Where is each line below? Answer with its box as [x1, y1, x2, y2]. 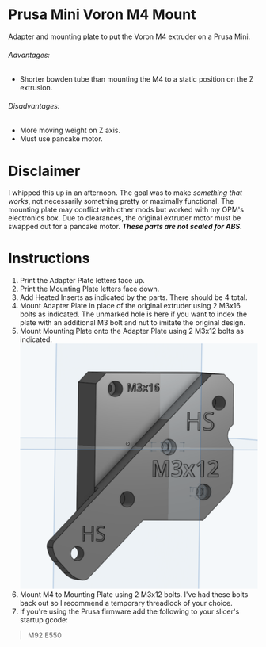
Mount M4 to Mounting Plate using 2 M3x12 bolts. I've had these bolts [19, 589, 249, 599]
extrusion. [19, 83, 53, 93]
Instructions [8, 250, 90, 267]
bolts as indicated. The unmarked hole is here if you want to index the [19, 309, 248, 319]
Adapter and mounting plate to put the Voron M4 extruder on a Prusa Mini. [8, 32, 251, 41]
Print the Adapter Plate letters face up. [19, 276, 145, 285]
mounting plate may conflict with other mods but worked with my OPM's [8, 205, 244, 215]
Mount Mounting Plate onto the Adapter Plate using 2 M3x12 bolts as [19, 327, 244, 336]
